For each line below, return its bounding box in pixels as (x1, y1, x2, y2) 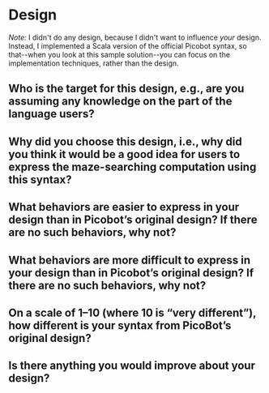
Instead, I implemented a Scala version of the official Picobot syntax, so (8, 41, 247, 50)
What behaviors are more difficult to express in (8, 253, 251, 267)
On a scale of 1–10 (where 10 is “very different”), (8, 305, 257, 319)
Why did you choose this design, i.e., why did (8, 135, 242, 148)
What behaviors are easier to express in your (8, 200, 240, 214)
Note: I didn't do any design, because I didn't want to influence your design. (8, 32, 262, 42)
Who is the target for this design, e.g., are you (8, 82, 245, 96)
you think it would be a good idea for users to (8, 147, 241, 161)
